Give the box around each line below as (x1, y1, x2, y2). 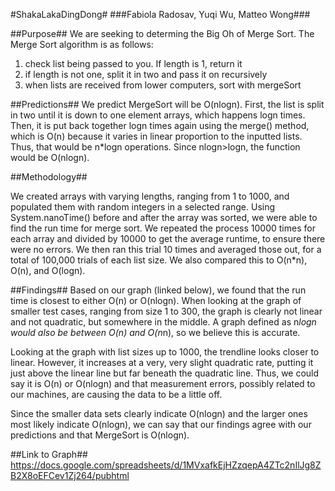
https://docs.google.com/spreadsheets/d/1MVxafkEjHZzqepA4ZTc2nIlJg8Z (10, 459, 322, 471)
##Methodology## (10, 171, 88, 183)
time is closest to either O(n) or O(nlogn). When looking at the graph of (10, 295, 302, 306)
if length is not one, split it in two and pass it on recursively (24, 69, 268, 80)
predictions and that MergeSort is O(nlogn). (10, 429, 190, 441)
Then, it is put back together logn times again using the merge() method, (10, 120, 310, 131)
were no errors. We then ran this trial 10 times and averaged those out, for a (10, 244, 322, 255)
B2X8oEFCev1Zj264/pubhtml (10, 470, 130, 481)
